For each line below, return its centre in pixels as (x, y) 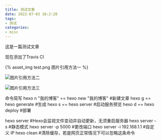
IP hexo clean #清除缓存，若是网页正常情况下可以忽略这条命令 (73, 133)
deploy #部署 (18, 110)
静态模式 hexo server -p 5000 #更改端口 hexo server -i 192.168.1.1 (77, 127)
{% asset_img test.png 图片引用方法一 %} (47, 67)
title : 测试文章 (20, 9)
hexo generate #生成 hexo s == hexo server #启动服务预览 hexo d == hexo (80, 104)
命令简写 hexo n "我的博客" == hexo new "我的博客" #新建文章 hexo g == (78, 98)
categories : (17, 28)
